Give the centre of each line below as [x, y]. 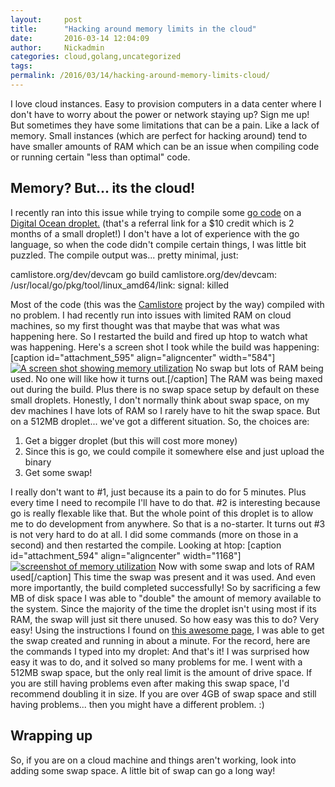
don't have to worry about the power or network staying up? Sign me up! [160, 114]
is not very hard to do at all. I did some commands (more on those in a [154, 534]
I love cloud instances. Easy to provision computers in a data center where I [166, 103]
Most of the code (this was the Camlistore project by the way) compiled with [167, 304]
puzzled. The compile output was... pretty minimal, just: [124, 255]
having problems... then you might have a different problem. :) [137, 704]
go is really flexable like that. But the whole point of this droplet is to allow [162, 513]
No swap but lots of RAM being [259, 368]
